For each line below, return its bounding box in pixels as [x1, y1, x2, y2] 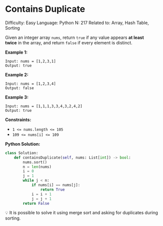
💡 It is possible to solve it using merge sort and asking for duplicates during [5, 210, 159, 216]
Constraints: [5, 117, 32, 123]
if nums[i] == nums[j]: [31, 183, 80, 188]
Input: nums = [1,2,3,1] [5, 59, 56, 64]
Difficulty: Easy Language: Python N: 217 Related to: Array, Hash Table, [5, 20, 149, 26]
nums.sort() [23, 160, 48, 164]
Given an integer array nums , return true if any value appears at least [5, 34, 144, 40]
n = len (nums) [23, 164, 52, 169]
